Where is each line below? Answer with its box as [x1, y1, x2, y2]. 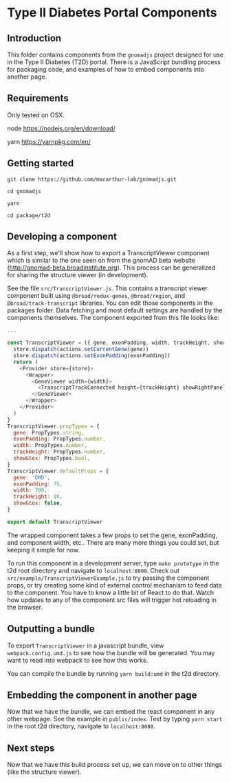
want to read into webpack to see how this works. [7, 656, 148, 664]
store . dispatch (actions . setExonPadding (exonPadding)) [13, 352, 170, 359]
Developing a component [7, 231, 117, 243]
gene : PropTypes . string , [13, 429, 85, 436]
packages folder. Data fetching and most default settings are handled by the [7, 306, 223, 314]
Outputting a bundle [7, 623, 95, 635]
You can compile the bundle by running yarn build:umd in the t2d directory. [7, 669, 221, 677]
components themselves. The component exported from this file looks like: [7, 314, 219, 322]
